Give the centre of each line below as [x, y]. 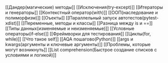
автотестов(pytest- [138, 18]
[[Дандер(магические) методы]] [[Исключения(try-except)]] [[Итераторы [84, 7]
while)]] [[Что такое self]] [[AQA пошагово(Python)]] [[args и [69, 39]
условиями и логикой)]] [31, 55]
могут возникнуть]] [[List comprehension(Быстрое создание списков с [81, 50]
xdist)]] [13, 23]
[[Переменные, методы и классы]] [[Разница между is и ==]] [87, 23]
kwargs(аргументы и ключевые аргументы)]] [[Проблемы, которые [78, 44]
